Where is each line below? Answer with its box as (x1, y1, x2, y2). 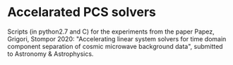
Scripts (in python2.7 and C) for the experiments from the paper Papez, (7, 27, 215, 36)
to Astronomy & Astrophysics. (7, 50, 94, 58)
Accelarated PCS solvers (7, 4, 157, 20)
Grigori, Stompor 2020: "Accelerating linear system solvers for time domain (7, 34, 227, 43)
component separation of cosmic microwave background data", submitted (7, 42, 224, 50)
